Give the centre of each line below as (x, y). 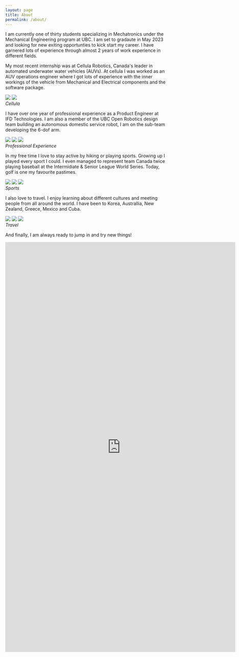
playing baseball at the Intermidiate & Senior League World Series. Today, (82, 167)
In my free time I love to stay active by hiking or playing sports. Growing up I (85, 156)
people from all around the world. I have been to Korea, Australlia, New (80, 203)
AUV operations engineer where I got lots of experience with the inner (79, 77)
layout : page (19, 10)
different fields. (21, 56)
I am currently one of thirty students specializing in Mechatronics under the (85, 34)
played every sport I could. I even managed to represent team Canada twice (85, 161)
